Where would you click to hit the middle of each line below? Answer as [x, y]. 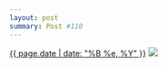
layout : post [34, 18]
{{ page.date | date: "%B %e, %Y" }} [78, 53]
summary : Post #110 [46, 26]
